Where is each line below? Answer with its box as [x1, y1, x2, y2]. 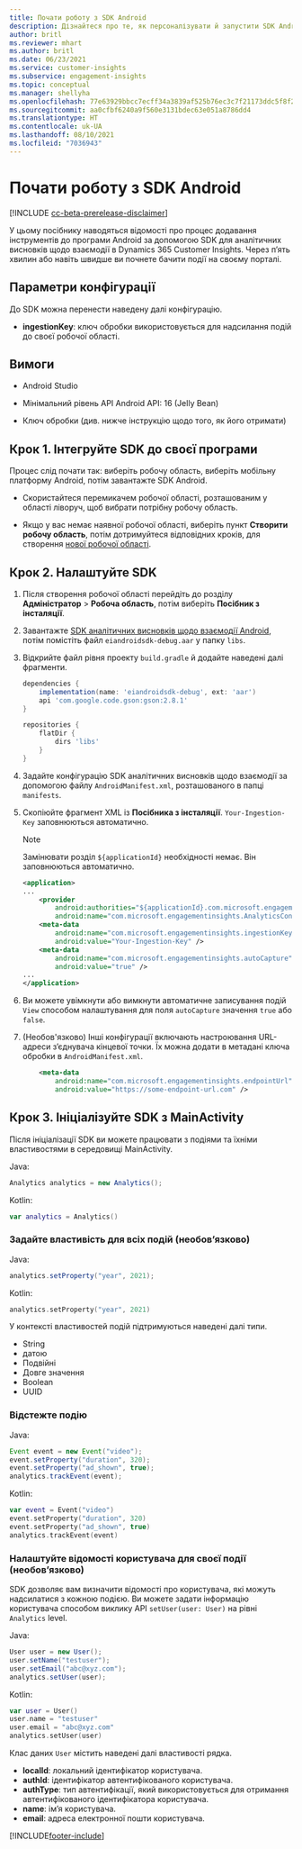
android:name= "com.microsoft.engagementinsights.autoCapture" [55, 954, 293, 963]
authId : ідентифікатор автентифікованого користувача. [22, 1775, 234, 1786]
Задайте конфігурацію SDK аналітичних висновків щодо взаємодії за [22, 770, 288, 781]
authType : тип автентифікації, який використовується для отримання [22, 1784, 289, 1795]
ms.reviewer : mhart [9, 38, 83, 48]
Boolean [22, 1377, 54, 1388]
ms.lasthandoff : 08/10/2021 [9, 131, 115, 140]
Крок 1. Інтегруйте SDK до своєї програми [9, 441, 258, 457]
